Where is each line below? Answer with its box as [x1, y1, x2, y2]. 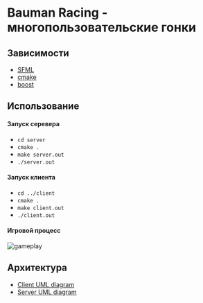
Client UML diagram [17, 280, 75, 288]
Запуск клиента [7, 173, 55, 182]
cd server [17, 137, 46, 144]
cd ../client [17, 189, 55, 197]
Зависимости [7, 47, 69, 59]
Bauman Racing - [7, 5, 108, 21]
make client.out [17, 205, 64, 211]
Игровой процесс [7, 227, 61, 235]
